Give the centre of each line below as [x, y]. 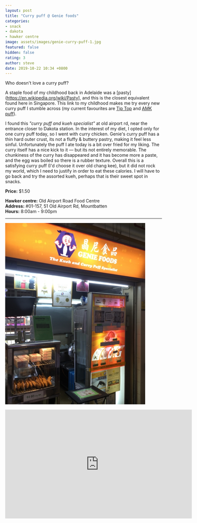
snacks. [13, 182]
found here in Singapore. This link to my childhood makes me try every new [83, 103]
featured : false [22, 47]
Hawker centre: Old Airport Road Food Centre [52, 201]
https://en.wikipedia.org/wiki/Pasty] [43, 98]
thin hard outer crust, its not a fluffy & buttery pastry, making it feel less [78, 139]
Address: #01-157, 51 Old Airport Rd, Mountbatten [56, 206]
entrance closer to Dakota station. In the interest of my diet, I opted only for [82, 129]
